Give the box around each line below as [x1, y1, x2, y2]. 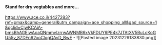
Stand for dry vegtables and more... [5, 4, 79, 10]
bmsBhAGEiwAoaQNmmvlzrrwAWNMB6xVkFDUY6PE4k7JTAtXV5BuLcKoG [5, 30, 156, 35]
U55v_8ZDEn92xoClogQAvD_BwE [5, 35, 72, 41]
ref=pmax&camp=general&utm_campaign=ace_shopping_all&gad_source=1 [5, 20, 157, 25]
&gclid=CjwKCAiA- [5, 24, 43, 31]
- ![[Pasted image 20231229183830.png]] [73, 35, 157, 41]
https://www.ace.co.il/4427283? [5, 14, 70, 20]
